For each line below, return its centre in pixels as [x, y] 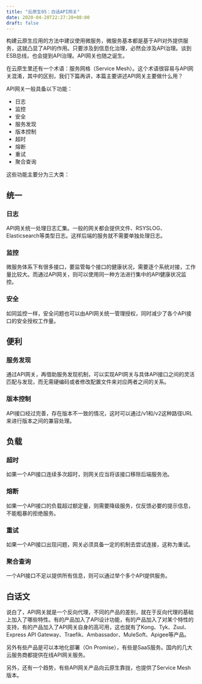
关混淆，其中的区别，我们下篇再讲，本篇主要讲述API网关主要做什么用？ [95, 76]
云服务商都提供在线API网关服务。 [47, 655]
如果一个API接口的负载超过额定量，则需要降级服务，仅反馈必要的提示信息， [100, 505]
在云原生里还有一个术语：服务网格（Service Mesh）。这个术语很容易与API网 [100, 69]
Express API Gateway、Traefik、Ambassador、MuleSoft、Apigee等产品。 [98, 635]
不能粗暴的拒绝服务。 [32, 513]
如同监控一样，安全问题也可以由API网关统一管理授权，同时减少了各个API [96, 313]
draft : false [23, 23]
